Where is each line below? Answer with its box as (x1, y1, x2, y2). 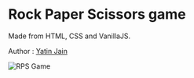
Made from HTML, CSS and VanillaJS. (8, 31, 131, 41)
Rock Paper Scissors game (8, 5, 186, 23)
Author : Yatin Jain (8, 46, 68, 55)
